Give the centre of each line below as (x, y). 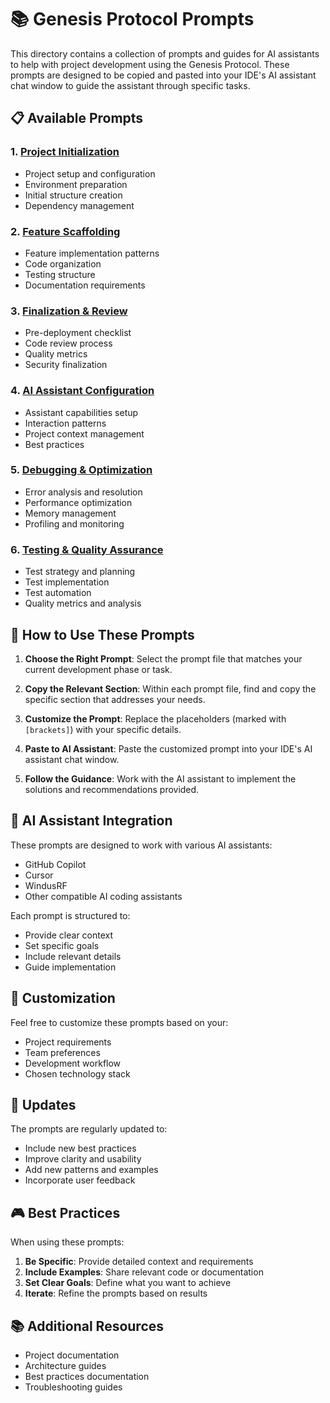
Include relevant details (73, 956)
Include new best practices (80, 1148)
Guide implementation (70, 967)
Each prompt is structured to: (70, 915)
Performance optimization (78, 502)
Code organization (63, 263)
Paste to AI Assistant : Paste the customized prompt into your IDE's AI (168, 748)
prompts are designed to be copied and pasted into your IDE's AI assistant (163, 75)
